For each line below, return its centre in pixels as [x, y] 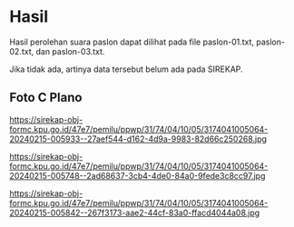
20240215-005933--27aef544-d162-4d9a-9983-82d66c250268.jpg [138, 139]
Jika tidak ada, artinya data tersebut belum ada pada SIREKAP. [126, 69]
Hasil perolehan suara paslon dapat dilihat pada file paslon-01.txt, [132, 42]
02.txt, [22, 51]
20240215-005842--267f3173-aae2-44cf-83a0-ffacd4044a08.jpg [135, 212]
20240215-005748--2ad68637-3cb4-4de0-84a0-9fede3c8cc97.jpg [137, 175]
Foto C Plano [46, 98]
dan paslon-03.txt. [70, 51]
